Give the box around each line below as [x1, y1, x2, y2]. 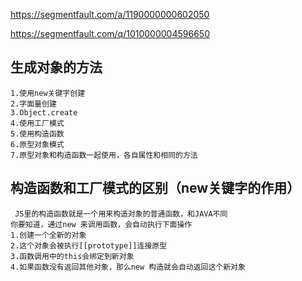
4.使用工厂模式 [10, 118, 65, 128]
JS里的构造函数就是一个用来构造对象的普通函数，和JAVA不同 [14, 209, 228, 219]
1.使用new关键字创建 [10, 88, 86, 98]
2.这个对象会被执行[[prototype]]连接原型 [10, 240, 168, 251]
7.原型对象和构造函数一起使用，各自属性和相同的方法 [10, 150, 198, 160]
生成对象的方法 [10, 59, 103, 76]
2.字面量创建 [10, 99, 57, 109]
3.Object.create [10, 107, 78, 118]
